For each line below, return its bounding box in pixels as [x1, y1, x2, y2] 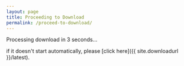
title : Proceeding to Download [6, 14, 85, 20]
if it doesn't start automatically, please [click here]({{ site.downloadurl [6, 48, 179, 55]
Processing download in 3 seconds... [6, 36, 98, 43]
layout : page [6, 8, 39, 15]
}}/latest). [6, 54, 30, 61]
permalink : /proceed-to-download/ [6, 20, 93, 26]
